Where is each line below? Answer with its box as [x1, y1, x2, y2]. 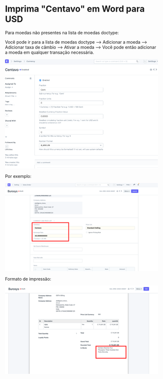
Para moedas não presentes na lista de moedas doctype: [5, 30, 119, 35]
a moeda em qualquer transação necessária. [5, 49, 95, 55]
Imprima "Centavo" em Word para [5, 3, 145, 15]
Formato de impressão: [5, 276, 51, 282]
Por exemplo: [5, 174, 32, 179]
